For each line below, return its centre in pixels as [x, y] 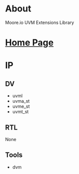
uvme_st [21, 106]
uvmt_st [20, 112]
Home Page [29, 43]
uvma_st [21, 101]
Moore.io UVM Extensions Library [40, 22]
